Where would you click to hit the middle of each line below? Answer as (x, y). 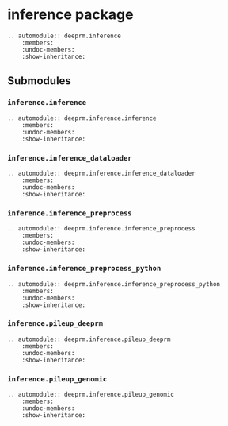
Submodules (40, 81)
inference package (70, 15)
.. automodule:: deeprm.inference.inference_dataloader (101, 173)
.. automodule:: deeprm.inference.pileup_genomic (91, 395)
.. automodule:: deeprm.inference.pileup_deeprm (89, 339)
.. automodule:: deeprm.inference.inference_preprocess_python (114, 284)
